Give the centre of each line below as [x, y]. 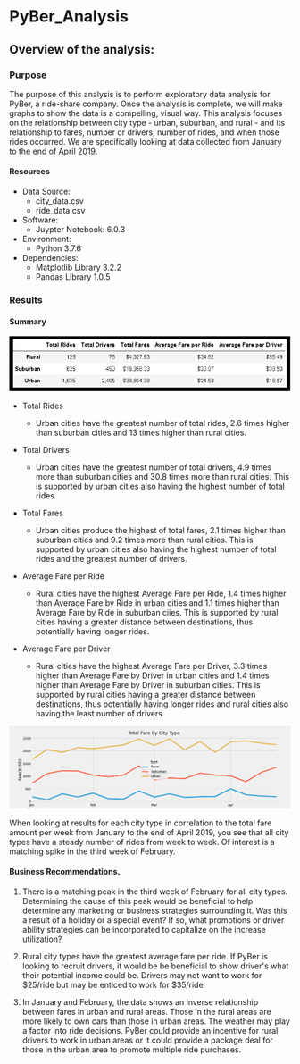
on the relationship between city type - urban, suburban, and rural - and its [147, 122]
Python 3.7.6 [58, 248]
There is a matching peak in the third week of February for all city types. [155, 892]
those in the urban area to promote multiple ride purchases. [132, 1050]
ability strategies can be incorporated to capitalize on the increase [144, 930]
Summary [28, 321]
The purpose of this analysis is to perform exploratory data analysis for [140, 94]
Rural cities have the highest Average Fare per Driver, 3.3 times [151, 666]
